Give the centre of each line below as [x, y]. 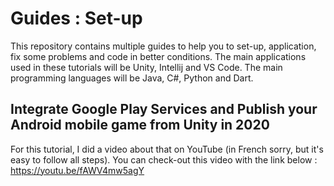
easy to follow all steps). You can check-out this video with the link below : [164, 159]
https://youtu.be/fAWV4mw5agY [77, 170]
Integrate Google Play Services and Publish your [164, 109]
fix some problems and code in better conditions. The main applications [158, 56]
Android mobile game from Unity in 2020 [140, 125]
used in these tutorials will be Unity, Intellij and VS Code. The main [146, 67]
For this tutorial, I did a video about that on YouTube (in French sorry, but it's [167, 149]
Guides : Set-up [76, 18]
